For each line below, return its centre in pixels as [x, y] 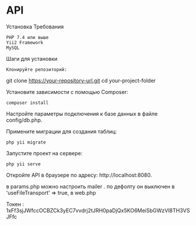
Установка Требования [35, 27]
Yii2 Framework [25, 43]
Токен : [15, 204]
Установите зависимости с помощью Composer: [67, 92]
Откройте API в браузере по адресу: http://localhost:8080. [79, 175]
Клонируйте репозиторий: [37, 69]
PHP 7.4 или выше [27, 37]
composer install [27, 103]
